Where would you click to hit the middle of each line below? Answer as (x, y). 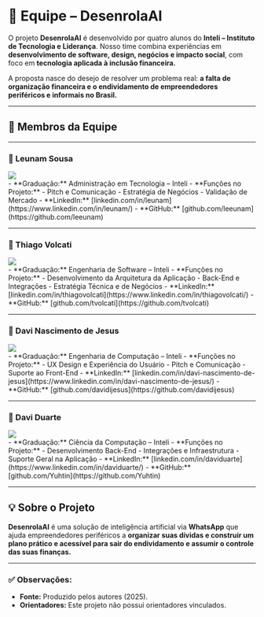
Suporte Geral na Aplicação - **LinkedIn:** (79, 459)
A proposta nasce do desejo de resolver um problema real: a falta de (119, 78)
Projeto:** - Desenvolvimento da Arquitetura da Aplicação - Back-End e (124, 278)
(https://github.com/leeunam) (56, 217)
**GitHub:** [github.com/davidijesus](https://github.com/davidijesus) (121, 390)
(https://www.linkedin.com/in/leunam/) (71, 209)
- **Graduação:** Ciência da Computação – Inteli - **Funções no (115, 442)
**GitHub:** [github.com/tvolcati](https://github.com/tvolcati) (109, 303)
